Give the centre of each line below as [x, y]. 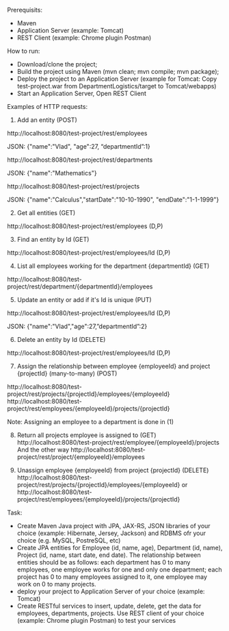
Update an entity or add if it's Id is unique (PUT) [84, 300]
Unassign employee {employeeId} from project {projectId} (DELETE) [113, 470]
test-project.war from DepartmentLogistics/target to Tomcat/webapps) [117, 86]
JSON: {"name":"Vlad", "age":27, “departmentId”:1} [79, 146]
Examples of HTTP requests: [47, 107]
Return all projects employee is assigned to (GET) [86, 435]
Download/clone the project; [57, 64]
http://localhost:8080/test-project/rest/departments [80, 160]
